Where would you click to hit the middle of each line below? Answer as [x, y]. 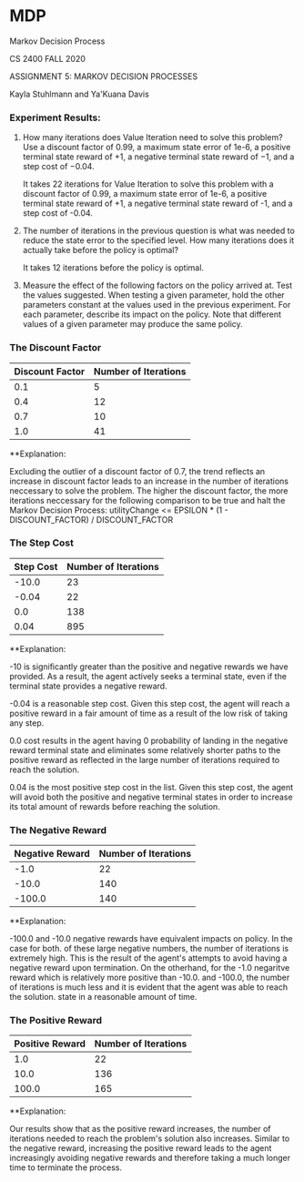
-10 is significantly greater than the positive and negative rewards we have [149, 667]
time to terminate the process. [66, 1167]
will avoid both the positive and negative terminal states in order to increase [151, 797]
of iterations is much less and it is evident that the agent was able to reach [149, 987]
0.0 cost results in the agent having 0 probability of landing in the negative [149, 740]
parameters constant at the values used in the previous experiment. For [157, 305]
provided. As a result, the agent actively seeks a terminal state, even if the [148, 676]
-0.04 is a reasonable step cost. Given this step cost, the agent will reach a [150, 703]
